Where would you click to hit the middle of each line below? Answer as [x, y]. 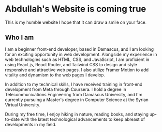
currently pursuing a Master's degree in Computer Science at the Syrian [77, 100]
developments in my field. [31, 124]
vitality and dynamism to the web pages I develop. [55, 75]
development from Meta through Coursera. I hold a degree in [66, 89]
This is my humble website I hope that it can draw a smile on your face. [76, 22]
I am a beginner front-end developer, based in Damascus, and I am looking [79, 49]
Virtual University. [23, 104]
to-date [13, 119]
